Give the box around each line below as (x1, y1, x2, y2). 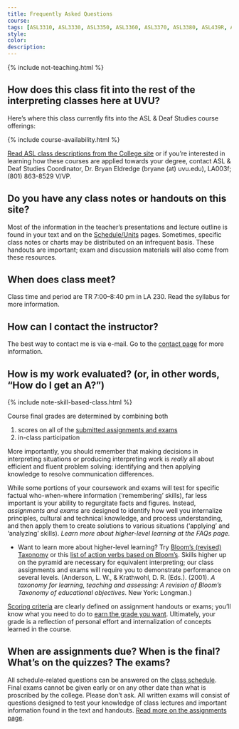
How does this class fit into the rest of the (7, 83, 196, 96)
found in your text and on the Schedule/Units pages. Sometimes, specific (7, 230, 222, 239)
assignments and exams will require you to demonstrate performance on (17, 566, 231, 574)
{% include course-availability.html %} (7, 135, 120, 143)
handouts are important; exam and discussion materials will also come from (7, 245, 229, 254)
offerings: (7, 121, 36, 130)
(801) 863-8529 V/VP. (7, 172, 73, 180)
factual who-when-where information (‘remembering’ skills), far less (7, 491, 208, 500)
